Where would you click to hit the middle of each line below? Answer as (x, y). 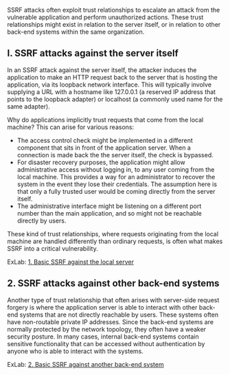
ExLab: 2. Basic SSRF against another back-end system (85, 364)
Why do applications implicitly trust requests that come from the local (105, 120)
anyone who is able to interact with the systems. (76, 351)
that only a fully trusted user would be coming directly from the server (116, 191)
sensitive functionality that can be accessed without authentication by (106, 343)
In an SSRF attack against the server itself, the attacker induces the (102, 70)
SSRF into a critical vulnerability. (53, 248)
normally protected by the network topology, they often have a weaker (107, 329)
